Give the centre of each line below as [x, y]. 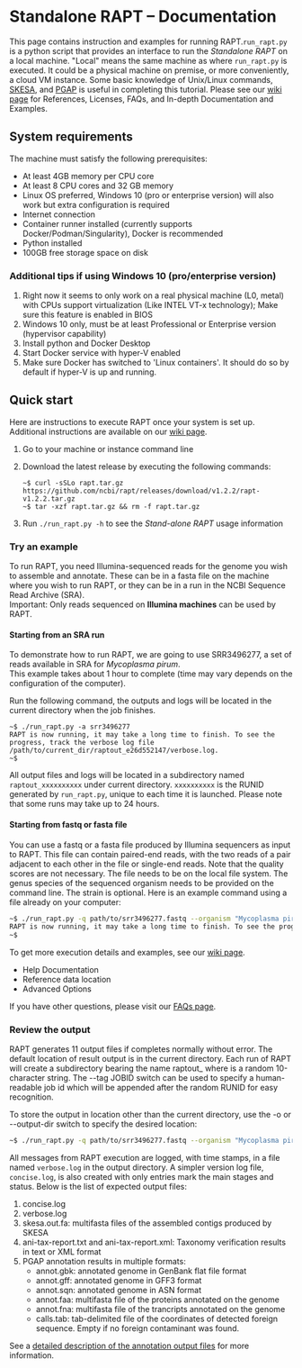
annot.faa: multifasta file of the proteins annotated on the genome [158, 1300]
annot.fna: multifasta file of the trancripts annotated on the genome [160, 1309]
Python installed [52, 243]
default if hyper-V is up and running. [89, 372]
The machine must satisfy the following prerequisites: [109, 159]
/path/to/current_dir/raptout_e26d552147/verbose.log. [114, 751]
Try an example [44, 547]
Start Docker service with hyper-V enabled [102, 353]
